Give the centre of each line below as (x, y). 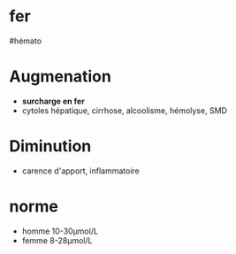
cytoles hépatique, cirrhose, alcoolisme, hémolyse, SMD (125, 110)
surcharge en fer (53, 101)
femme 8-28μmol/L (57, 240)
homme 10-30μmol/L (60, 231)
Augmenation (61, 77)
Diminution (50, 146)
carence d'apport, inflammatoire (80, 171)
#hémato (26, 41)
